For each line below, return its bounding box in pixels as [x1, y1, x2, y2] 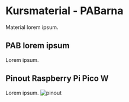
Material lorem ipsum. [5, 24, 59, 31]
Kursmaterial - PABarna [5, 4, 124, 18]
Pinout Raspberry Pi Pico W [5, 74, 109, 84]
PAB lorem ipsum [5, 41, 70, 51]
